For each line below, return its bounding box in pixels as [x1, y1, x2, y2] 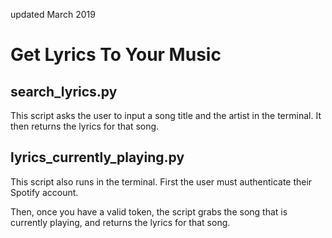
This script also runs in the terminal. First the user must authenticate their [10, 175, 313, 188]
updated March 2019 [10, 9, 96, 20]
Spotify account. [10, 186, 79, 198]
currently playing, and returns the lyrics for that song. [10, 216, 231, 228]
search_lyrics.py [10, 83, 118, 100]
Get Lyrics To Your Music [10, 44, 222, 66]
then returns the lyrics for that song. [10, 120, 160, 132]
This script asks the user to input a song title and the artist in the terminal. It [10, 110, 322, 121]
